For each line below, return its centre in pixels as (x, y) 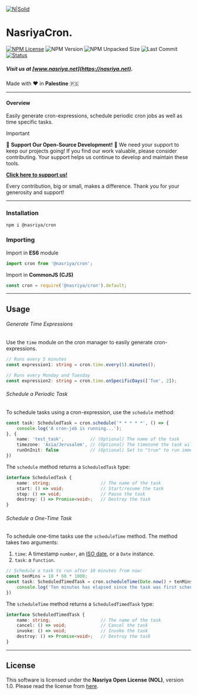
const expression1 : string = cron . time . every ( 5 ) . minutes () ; (81, 365)
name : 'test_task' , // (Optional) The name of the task (98, 439)
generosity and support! (35, 192)
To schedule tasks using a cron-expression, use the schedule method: (90, 412)
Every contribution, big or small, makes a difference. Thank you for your (93, 186)
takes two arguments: (32, 543)
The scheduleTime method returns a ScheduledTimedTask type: (80, 604)
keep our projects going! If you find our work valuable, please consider (91, 151)
